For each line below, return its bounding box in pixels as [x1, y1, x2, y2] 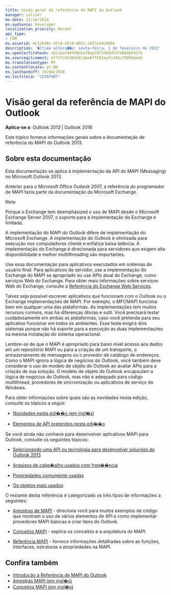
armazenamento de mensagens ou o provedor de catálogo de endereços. [5, 352, 161, 358]
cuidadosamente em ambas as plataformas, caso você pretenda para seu [5, 315, 160, 321]
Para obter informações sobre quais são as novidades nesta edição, [5, 394, 149, 400]
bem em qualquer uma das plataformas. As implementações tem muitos [5, 303, 157, 310]
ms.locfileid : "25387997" [5, 74, 60, 79]
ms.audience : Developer [5, 22, 56, 27]
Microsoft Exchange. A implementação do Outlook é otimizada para [5, 235, 148, 241]
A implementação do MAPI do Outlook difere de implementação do [5, 229, 146, 236]
